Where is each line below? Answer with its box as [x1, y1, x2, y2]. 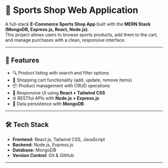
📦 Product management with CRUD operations [12, 82, 110, 88]
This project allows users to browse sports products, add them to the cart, [5, 31, 158, 37]
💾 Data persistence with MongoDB [12, 100, 84, 106]
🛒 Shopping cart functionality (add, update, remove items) [12, 77, 132, 83]
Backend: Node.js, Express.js [12, 141, 73, 147]
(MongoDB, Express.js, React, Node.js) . [5, 26, 89, 32]
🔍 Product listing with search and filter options [12, 69, 109, 75]
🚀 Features [5, 56, 39, 64]
